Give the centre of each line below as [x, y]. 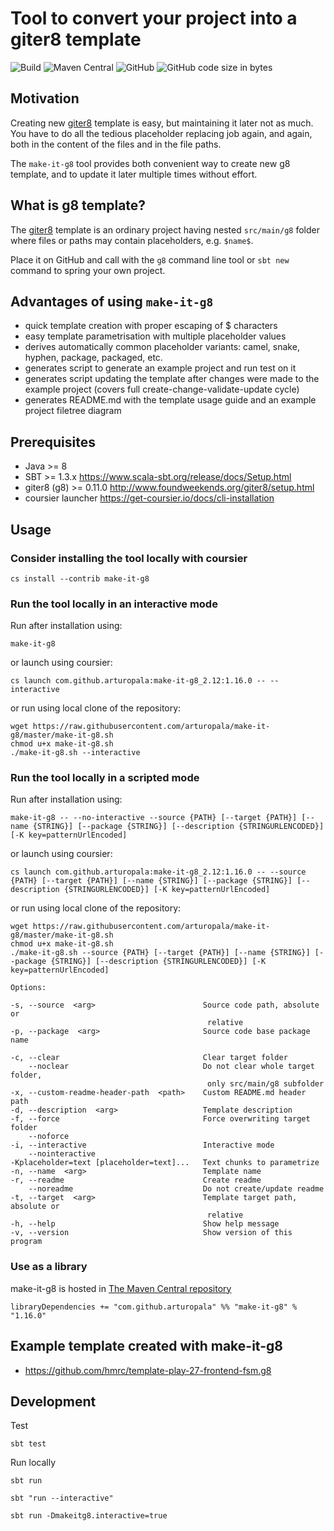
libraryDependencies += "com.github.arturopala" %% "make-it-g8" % [154, 1307]
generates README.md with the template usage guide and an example [170, 400]
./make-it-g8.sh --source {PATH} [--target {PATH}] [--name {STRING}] [160, 953]
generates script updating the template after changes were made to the [172, 379]
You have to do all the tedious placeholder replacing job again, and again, [161, 133]
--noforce [49, 1137]
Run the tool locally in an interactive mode [114, 604]
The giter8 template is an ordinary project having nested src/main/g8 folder [165, 229]
